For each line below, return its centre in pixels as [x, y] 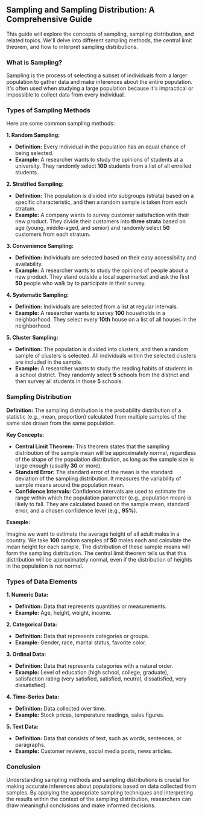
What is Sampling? [34, 62]
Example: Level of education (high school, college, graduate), [92, 672]
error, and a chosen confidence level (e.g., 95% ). [76, 510]
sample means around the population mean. [70, 484]
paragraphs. [30, 745]
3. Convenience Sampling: [40, 246]
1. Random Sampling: [33, 135]
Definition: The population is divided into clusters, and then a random [102, 349]
